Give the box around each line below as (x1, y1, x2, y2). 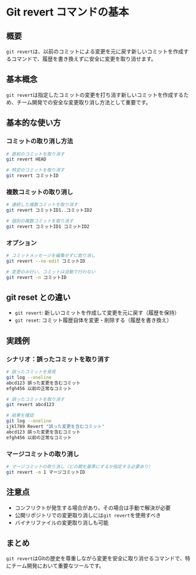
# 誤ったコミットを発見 (6, 369, 56, 375)
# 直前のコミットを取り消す (6, 151, 65, 157)
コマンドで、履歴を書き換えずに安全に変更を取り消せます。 (11, 55, 157, 62)
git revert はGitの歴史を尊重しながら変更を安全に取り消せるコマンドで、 (6, 555, 185, 562)
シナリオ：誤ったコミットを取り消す (6, 355, 110, 363)
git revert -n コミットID (6, 274, 67, 280)
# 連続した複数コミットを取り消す (6, 202, 78, 208)
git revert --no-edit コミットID (6, 258, 86, 264)
